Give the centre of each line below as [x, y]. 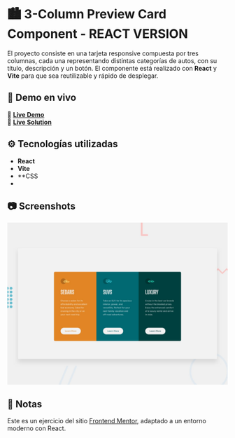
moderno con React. [37, 428]
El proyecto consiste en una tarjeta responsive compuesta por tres [103, 53]
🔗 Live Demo [26, 114]
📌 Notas [25, 404]
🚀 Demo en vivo [42, 98]
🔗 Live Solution [30, 122]
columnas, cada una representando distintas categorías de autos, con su [112, 60]
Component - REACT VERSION [98, 34]
